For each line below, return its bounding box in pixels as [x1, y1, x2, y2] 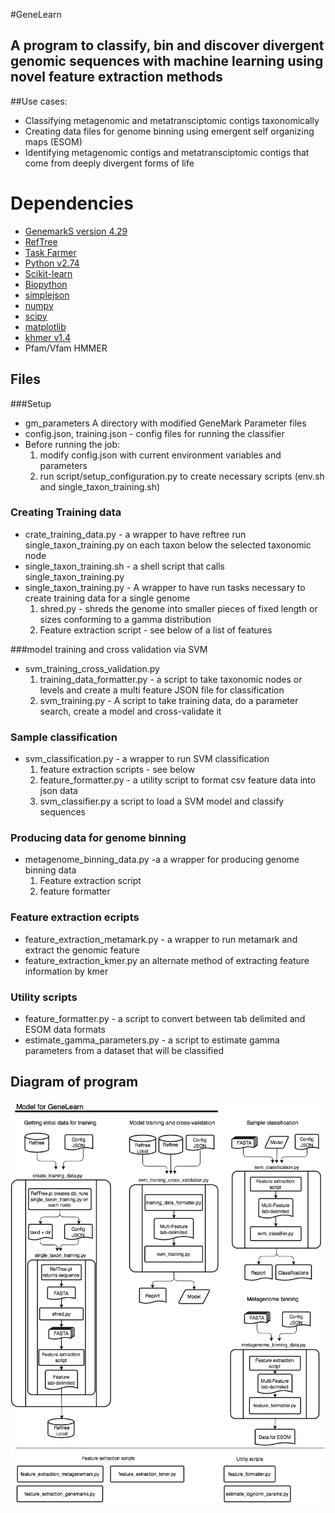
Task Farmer [24, 246, 77, 258]
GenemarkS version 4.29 [24, 225, 128, 237]
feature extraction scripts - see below [39, 764, 195, 776]
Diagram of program [10, 1074, 139, 1091]
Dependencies [10, 192, 134, 214]
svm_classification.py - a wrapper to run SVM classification [24, 753, 270, 765]
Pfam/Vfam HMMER [24, 342, 108, 354]
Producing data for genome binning [10, 831, 187, 845]
